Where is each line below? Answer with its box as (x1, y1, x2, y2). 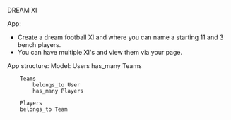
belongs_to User (32, 81, 81, 88)
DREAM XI (7, 6, 37, 14)
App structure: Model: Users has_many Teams (7, 62, 143, 69)
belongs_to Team (20, 106, 69, 113)
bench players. (17, 41, 61, 48)
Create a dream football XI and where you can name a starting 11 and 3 (17, 33, 224, 41)
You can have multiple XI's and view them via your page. (17, 48, 182, 56)
